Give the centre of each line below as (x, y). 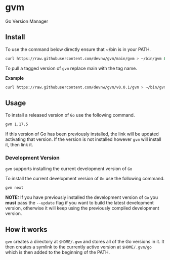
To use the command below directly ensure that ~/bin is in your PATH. (78, 49)
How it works (26, 229)
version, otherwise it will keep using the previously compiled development (82, 208)
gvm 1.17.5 (17, 124)
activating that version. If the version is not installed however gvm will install (83, 139)
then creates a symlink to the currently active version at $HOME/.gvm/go (78, 247)
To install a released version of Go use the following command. (70, 115)
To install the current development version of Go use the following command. (85, 179)
